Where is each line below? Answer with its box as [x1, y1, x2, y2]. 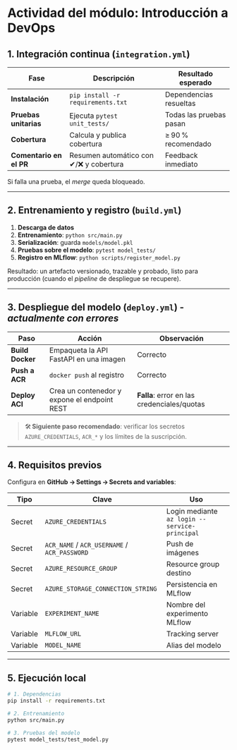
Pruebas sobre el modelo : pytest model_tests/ [17, 246, 157, 254]
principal [166, 529, 200, 538]
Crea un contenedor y [49, 386, 122, 396]
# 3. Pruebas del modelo [7, 729, 80, 737]
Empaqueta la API [49, 345, 108, 355]
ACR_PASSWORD [44, 549, 89, 557]
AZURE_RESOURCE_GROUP [44, 564, 118, 573]
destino [166, 568, 192, 578]
